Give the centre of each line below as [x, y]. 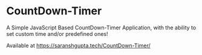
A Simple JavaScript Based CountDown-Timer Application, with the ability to [101, 27]
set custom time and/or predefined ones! [57, 33]
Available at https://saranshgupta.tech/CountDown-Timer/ [79, 45]
